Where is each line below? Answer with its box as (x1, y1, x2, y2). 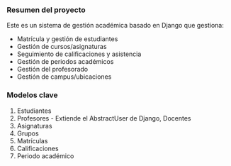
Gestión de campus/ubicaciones (16, 72, 112, 81)
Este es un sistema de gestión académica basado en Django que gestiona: (6, 21, 224, 30)
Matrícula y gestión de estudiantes (16, 35, 118, 43)
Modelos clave (6, 90, 58, 100)
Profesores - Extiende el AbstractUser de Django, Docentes (16, 114, 191, 122)
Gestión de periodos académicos (16, 57, 114, 66)
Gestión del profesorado (16, 65, 89, 74)
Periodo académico (16, 151, 74, 160)
